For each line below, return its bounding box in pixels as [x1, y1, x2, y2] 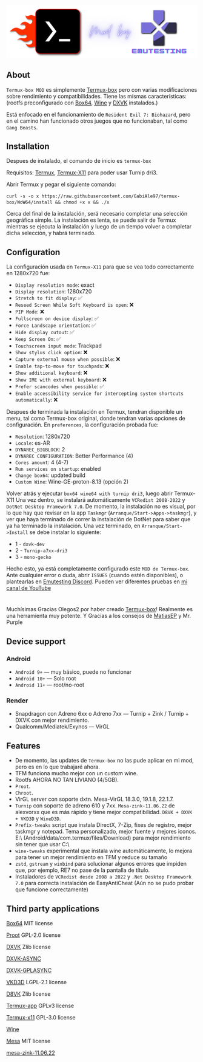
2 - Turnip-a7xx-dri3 [15, 547, 68, 554]
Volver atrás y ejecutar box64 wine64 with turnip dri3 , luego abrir [6, 490, 173, 497]
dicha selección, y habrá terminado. [6, 230, 96, 237]
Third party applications [6, 903, 100, 914]
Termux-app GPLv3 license [6, 1002, 75, 1010]
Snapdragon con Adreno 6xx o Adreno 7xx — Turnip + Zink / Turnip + [15, 710, 189, 718]
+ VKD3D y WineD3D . [15, 815, 61, 822]
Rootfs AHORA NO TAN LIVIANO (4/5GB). [15, 776, 119, 784]
